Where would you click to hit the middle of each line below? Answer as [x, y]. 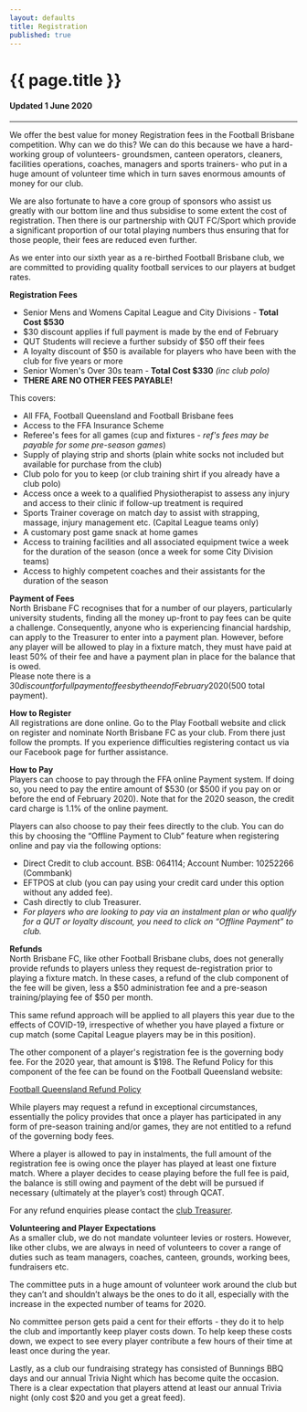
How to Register [40, 712]
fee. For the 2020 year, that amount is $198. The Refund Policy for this [142, 1061]
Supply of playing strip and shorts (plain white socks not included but [153, 454]
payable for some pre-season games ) [94, 445]
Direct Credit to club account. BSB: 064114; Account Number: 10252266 [158, 863]
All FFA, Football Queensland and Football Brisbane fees [128, 416]
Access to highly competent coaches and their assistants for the [144, 571]
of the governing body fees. [62, 1136]
